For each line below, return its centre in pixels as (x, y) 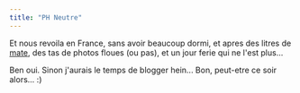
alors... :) (26, 79)
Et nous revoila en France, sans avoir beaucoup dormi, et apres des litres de (150, 43)
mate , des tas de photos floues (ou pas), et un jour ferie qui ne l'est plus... (146, 52)
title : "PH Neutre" (46, 17)
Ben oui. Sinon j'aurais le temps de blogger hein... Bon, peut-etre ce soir (143, 70)
